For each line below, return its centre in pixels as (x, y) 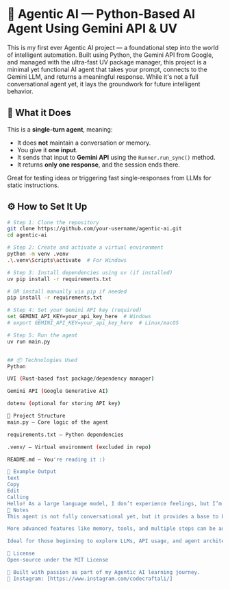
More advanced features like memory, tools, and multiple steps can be (111, 529)
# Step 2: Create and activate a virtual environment (86, 248)
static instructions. (33, 185)
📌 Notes (18, 510)
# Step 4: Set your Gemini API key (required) (75, 310)
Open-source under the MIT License (58, 560)
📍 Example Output (32, 472)
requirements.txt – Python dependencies (66, 435)
